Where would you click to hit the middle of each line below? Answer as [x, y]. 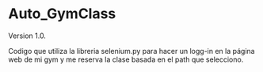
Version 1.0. [27, 36]
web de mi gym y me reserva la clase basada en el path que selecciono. [126, 59]
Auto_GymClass [62, 14]
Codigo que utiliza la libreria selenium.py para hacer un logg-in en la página [131, 51]
